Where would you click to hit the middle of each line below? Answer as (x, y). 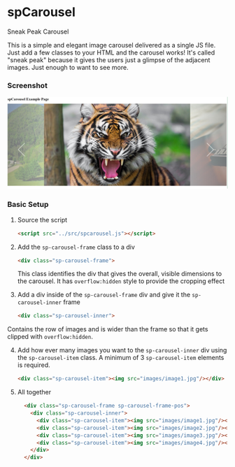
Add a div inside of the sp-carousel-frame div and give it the (104, 295)
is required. (34, 365)
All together (34, 392)
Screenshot (27, 85)
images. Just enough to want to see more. (68, 67)
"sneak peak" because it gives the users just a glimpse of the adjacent (109, 59)
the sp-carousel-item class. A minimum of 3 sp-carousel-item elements (121, 358)
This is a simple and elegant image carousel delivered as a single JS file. (112, 45)
